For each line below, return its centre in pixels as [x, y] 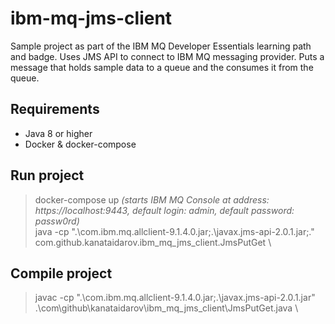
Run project [47, 175]
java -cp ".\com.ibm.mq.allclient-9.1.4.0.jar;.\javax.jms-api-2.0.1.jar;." [174, 231]
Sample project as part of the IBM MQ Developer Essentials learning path [161, 46]
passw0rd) [57, 221]
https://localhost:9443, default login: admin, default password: [164, 210]
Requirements [55, 109]
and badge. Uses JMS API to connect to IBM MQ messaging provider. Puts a [167, 56]
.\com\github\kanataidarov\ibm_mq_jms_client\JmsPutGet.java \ [166, 308]
